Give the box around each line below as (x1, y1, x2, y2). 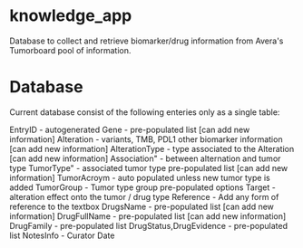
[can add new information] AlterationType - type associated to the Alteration (9, 143, 295, 154)
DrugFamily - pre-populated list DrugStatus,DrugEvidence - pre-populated (9, 220, 288, 231)
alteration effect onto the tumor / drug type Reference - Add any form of (9, 191, 279, 202)
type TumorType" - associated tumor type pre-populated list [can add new (9, 162, 288, 173)
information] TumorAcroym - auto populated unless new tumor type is (9, 172, 270, 183)
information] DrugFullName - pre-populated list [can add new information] (9, 210, 287, 222)
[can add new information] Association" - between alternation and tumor (9, 153, 281, 164)
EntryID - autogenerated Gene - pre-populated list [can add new (9, 124, 250, 135)
